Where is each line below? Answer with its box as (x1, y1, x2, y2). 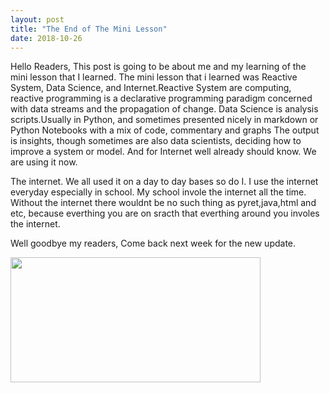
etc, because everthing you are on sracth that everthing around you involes (10, 207, 320, 220)
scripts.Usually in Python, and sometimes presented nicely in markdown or (10, 114, 319, 126)
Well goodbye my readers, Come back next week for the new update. (10, 237, 297, 250)
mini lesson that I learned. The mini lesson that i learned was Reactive (10, 71, 298, 83)
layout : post (10, 14, 65, 25)
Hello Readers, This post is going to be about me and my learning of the (10, 61, 307, 73)
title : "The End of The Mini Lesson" (10, 24, 168, 34)
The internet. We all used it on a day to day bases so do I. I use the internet (10, 176, 319, 188)
